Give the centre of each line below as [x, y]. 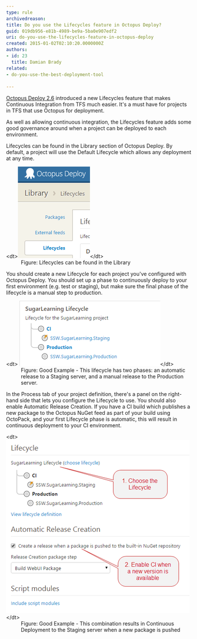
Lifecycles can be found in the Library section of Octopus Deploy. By [89, 146]
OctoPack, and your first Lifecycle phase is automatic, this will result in [92, 419]
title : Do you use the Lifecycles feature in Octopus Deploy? [84, 25]
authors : [17, 50]
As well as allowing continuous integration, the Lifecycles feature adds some [99, 122]
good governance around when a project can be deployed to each [86, 128]
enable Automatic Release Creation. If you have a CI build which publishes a [98, 407]
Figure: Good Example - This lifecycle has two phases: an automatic [103, 370]
